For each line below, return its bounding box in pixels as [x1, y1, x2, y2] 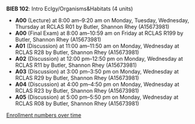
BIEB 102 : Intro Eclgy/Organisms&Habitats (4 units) [6, 5, 133, 12]
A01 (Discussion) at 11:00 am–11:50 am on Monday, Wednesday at [15, 42, 180, 49]
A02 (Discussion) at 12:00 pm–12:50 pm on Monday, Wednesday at [15, 55, 183, 62]
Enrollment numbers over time [6, 111, 82, 119]
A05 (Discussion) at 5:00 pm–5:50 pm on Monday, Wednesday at [15, 93, 179, 101]
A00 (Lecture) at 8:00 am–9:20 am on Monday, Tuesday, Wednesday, [15, 17, 190, 23]
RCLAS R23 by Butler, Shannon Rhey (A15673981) [15, 87, 139, 94]
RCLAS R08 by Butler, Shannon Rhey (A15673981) [15, 100, 139, 107]
